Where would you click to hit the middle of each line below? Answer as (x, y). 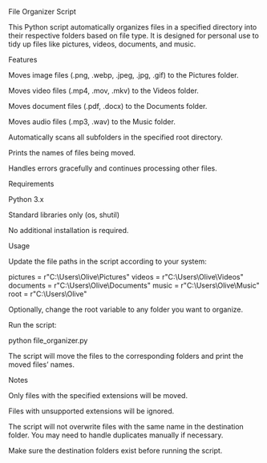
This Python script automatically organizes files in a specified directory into (133, 27)
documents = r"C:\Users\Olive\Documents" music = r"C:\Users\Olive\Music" (134, 285)
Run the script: (32, 325)
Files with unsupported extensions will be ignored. (91, 411)
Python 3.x (26, 199)
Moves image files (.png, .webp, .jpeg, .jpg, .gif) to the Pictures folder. (123, 75)
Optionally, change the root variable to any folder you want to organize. (125, 309)
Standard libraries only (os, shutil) (64, 215)
